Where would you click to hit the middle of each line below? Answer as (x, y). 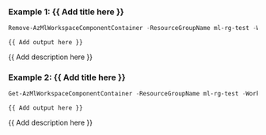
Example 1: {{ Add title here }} (66, 12)
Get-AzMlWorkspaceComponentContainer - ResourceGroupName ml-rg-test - (127, 94)
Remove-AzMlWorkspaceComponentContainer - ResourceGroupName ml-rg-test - (133, 28)
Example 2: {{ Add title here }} (67, 77)
